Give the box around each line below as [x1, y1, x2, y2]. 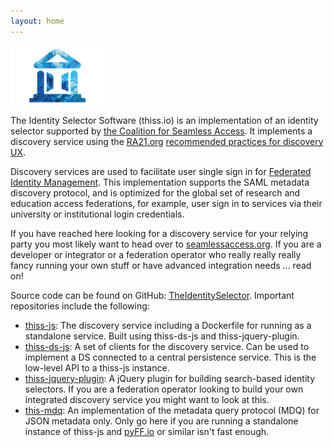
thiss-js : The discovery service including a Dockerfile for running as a [24, 319, 312, 331]
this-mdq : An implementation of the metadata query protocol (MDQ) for [24, 404, 320, 416]
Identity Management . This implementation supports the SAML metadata [10, 176, 310, 188]
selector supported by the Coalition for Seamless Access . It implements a [10, 125, 313, 137]
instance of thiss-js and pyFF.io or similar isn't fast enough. [24, 425, 270, 437]
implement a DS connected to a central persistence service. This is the [24, 351, 317, 363]
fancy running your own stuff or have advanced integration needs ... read [10, 259, 312, 271]
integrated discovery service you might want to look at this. [24, 393, 270, 405]
